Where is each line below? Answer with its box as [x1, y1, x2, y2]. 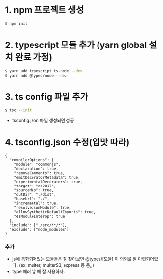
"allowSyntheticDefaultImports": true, [14, 210, 96, 215]
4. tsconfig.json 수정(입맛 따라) [5, 137, 130, 148]
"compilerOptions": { [9, 158, 54, 163]
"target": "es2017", [14, 184, 56, 188]
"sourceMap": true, [14, 188, 54, 193]
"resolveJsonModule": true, [14, 205, 71, 210]
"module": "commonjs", [14, 162, 61, 167]
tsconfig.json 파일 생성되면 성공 [12, 117, 74, 124]
